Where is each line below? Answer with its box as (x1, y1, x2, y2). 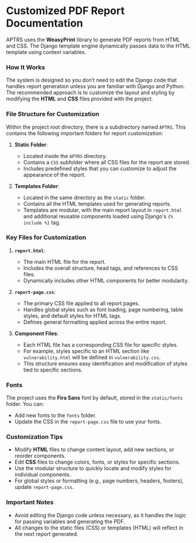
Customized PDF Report (6, 4, 125, 18)
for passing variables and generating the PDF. (14, 518, 126, 525)
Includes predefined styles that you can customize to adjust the (23, 165, 177, 172)
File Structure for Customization (6, 110, 99, 118)
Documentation (6, 16, 84, 30)
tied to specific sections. (23, 366, 83, 373)
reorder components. (14, 452, 66, 460)
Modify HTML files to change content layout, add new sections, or (14, 446, 174, 453)
